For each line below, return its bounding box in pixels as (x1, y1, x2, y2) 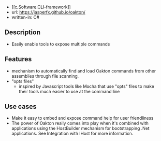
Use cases (4, 102, 37, 111)
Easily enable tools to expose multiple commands (11, 41, 110, 47)
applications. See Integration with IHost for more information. (11, 130, 133, 137)
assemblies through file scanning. (11, 73, 79, 79)
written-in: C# (11, 14, 40, 20)
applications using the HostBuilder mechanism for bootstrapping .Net (11, 126, 150, 131)
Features (4, 55, 32, 63)
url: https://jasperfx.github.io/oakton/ (11, 9, 86, 15)
